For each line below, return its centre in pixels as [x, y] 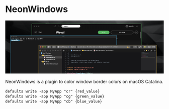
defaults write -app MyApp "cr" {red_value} [53, 91]
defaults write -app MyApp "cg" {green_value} [55, 96]
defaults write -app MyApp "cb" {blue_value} [54, 101]
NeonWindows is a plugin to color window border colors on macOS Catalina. [84, 81]
